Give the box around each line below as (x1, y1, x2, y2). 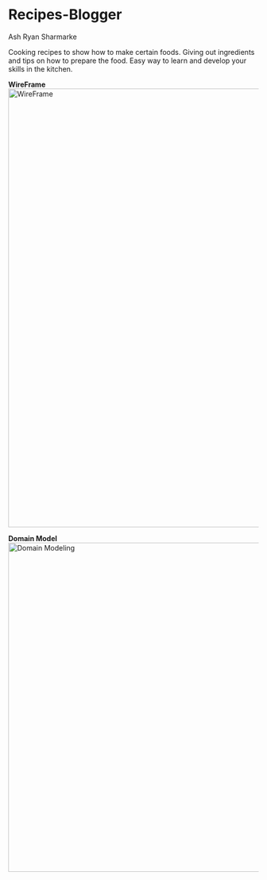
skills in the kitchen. (8, 64, 73, 73)
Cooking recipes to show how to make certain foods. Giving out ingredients (8, 47, 255, 56)
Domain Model (8, 533, 58, 543)
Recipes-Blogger (8, 6, 122, 24)
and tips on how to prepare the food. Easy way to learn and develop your (8, 56, 247, 65)
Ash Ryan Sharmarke (8, 32, 77, 41)
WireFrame (8, 80, 46, 89)
